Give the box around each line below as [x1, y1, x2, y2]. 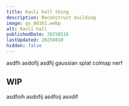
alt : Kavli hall [6, 25, 47, 32]
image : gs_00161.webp [6, 20, 61, 26]
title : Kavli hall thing [6, 8, 69, 15]
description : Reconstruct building [6, 15, 96, 21]
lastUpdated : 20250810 [6, 37, 64, 43]
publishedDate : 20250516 [6, 31, 69, 38]
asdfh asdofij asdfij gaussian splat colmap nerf [6, 59, 123, 67]
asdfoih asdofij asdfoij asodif [6, 93, 79, 100]
